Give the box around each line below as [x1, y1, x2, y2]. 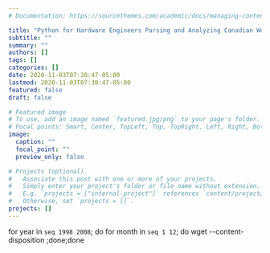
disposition [8, 235, 45, 245]
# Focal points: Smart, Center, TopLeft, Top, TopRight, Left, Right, [8, 123, 250, 131]
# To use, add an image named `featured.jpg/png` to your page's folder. [8, 116, 261, 124]
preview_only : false [15, 153, 84, 161]
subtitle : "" [8, 34, 52, 42]
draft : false [8, 93, 52, 101]
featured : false [8, 86, 63, 94]
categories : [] [8, 63, 59, 72]
